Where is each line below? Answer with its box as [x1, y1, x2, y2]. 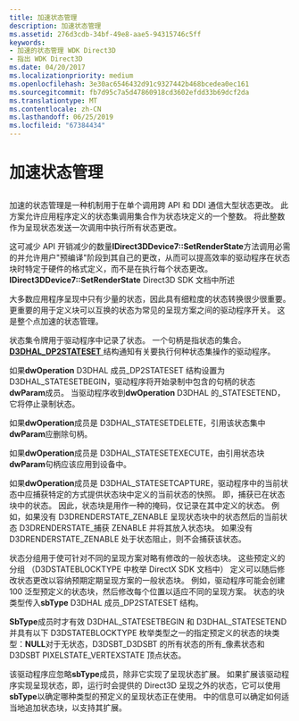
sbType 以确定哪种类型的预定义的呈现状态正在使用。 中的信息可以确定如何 [9, 691, 282, 701]
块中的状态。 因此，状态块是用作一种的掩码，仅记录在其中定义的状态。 [9, 499, 270, 510]
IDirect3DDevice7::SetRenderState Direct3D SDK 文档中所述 [9, 274, 235, 285]
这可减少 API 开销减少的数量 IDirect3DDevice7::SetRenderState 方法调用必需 [9, 240, 291, 251]
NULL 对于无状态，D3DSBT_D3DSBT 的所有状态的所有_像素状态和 [25, 638, 265, 649]
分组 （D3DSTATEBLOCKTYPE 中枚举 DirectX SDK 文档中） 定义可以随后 [9, 564, 278, 574]
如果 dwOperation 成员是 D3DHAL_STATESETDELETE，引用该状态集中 [9, 417, 266, 428]
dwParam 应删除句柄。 [9, 428, 93, 439]
